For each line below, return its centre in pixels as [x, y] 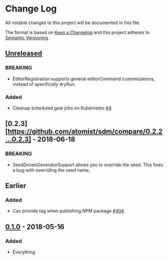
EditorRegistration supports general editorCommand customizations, [83, 79]
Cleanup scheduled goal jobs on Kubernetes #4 [62, 108]
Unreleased [24, 53]
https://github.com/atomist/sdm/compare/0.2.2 [85, 132]
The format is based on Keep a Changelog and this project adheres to [77, 32]
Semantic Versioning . [27, 38]
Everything [24, 252]
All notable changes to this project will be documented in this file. [73, 23]
